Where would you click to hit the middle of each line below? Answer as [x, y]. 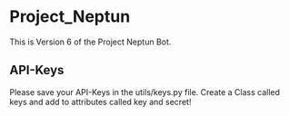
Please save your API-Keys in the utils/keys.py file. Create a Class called [144, 92]
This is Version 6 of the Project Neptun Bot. [90, 42]
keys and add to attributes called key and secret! [100, 101]
